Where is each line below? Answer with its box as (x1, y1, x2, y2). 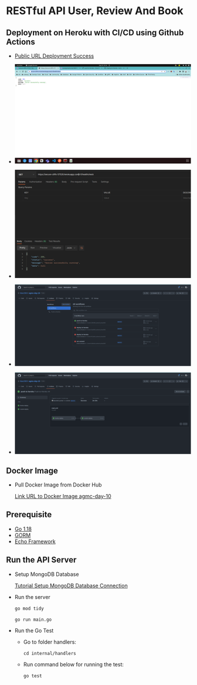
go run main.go (14, 617, 52, 623)
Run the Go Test (14, 627, 54, 634)
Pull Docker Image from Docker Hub (14, 481, 102, 488)
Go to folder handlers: (23, 638, 76, 646)
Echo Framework (14, 538, 56, 545)
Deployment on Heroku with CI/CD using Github (6, 28, 184, 38)
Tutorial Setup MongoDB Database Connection (14, 582, 128, 589)
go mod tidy (14, 605, 44, 611)
